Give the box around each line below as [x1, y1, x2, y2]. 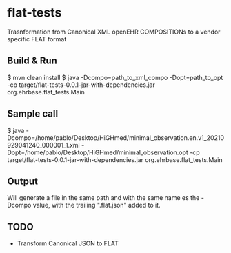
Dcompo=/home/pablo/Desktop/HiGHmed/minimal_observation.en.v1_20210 [7, 133, 225, 142]
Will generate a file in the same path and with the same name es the [7, 194, 200, 202]
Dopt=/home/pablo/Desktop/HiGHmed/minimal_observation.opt [7, 148, 188, 156]
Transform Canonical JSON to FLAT [17, 239, 119, 247]
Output [7, 175, 38, 187]
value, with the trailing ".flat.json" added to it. [32, 201, 161, 210]
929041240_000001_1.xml [7, 141, 81, 149]
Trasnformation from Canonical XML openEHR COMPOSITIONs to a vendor [7, 28, 221, 36]
